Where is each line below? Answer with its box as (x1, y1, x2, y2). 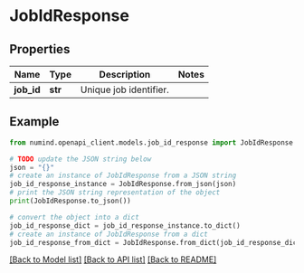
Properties (9, 42, 71, 57)
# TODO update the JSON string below (9, 155, 152, 164)
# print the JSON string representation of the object (9, 188, 221, 197)
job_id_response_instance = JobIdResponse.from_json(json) (9, 180, 237, 189)
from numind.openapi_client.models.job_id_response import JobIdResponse (9, 137, 294, 147)
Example (9, 114, 60, 129)
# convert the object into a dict (9, 212, 140, 221)
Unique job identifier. (80, 83, 170, 96)
